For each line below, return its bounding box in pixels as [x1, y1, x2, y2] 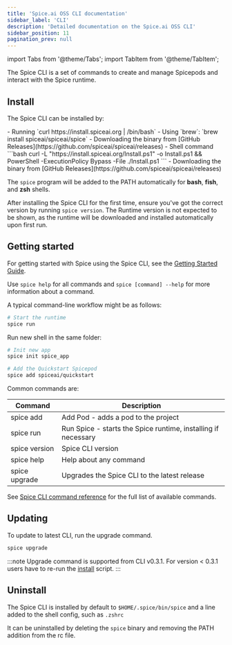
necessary [61, 432, 96, 442]
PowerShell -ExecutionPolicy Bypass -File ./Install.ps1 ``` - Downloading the [7, 157, 222, 165]
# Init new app [7, 346, 51, 353]
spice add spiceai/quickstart [7, 372, 95, 379]
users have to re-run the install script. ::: [7, 564, 121, 572]
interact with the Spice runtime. [7, 76, 97, 84]
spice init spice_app [7, 353, 70, 360]
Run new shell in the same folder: [7, 333, 102, 342]
